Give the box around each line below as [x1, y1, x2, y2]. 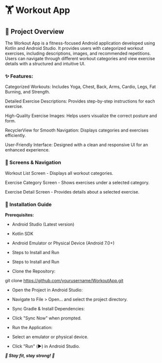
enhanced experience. [5, 147, 50, 153]
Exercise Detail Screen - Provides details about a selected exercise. [5, 189, 140, 195]
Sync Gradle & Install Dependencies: [12, 305, 85, 311]
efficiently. [5, 133, 26, 138]
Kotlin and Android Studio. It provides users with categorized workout [5, 45, 144, 51]
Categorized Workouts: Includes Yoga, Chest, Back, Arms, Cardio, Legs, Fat [5, 84, 156, 90]
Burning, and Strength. [5, 89, 50, 95]
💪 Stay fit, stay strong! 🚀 [5, 352, 55, 358]
